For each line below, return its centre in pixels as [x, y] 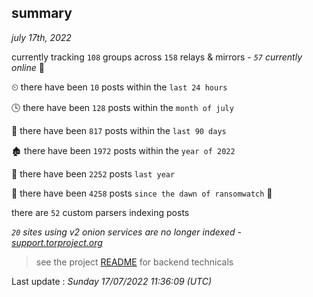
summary [42, 13]
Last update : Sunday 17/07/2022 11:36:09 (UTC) [112, 281]
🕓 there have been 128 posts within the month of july [122, 107]
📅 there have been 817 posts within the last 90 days [119, 130]
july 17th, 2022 [41, 37]
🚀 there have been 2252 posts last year [93, 173]
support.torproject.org [57, 242]
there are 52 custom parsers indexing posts [100, 212]
